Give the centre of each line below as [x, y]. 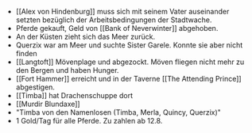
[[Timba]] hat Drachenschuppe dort [74, 95]
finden [26, 53]
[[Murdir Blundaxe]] [48, 104]
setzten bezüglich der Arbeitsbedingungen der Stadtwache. [114, 20]
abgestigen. [35, 87]
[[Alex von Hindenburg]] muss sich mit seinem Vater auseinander [122, 11]
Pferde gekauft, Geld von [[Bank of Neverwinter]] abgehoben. [117, 28]
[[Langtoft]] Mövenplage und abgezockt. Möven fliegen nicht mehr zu [130, 62]
